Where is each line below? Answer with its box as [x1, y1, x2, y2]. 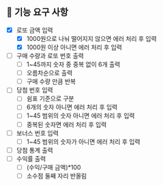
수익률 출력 [16, 155, 46, 163]
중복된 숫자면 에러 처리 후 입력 [26, 120, 107, 129]
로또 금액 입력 [16, 26, 53, 34]
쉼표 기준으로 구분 [26, 94, 74, 103]
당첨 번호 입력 [16, 86, 53, 94]
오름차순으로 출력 [26, 69, 73, 77]
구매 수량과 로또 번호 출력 [16, 52, 85, 59]
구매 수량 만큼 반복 [26, 77, 76, 85]
